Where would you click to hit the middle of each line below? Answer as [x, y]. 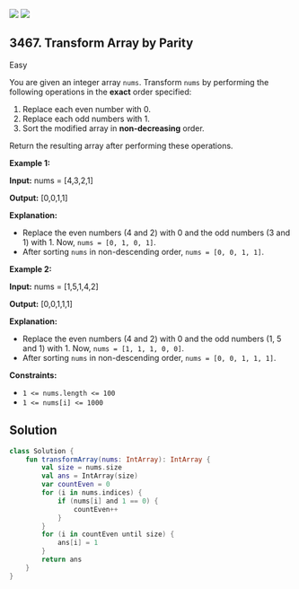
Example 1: [30, 163]
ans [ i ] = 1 [78, 543]
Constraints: [33, 375]
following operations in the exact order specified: [101, 92]
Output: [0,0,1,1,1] [41, 303]
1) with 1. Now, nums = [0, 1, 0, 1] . [89, 242]
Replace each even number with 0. [86, 109]
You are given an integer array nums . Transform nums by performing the [139, 82]
